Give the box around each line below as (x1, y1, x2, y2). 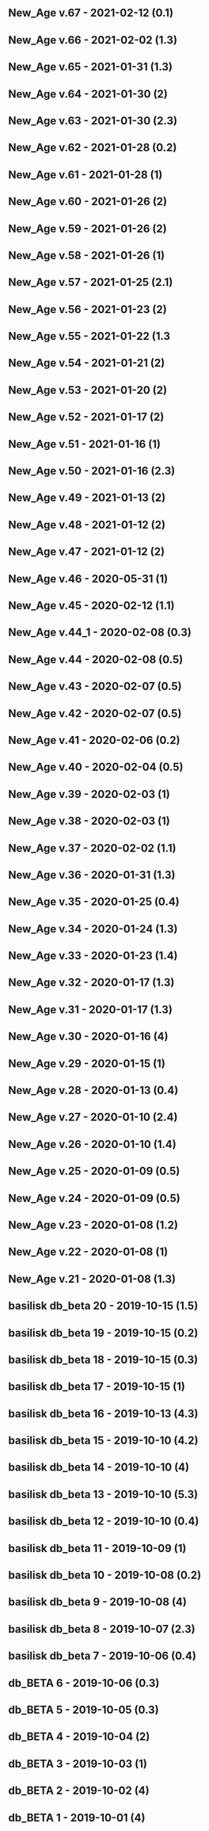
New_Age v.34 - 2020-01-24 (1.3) (8, 922, 178, 936)
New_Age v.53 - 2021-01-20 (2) (8, 383, 168, 397)
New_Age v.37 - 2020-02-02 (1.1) (8, 841, 177, 855)
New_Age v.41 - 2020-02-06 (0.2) (8, 733, 180, 747)
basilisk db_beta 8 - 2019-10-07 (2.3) (8, 1622, 196, 1635)
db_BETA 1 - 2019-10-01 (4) (8, 1810, 146, 1825)
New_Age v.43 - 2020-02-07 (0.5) (8, 680, 182, 693)
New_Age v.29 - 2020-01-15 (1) (8, 1057, 166, 1070)
